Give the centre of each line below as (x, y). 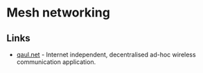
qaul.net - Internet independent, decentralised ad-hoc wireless (106, 54)
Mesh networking (58, 13)
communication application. (56, 62)
